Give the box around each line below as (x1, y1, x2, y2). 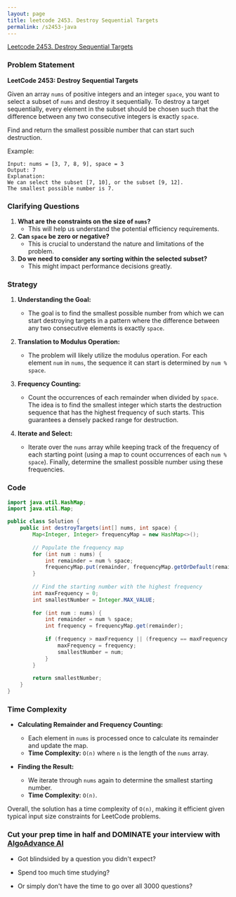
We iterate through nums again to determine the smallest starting (27, 776, 213, 785)
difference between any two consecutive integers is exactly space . (7, 112, 199, 120)
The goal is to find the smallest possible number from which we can (27, 309, 225, 317)
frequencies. (27, 465, 65, 474)
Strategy (7, 279, 38, 289)
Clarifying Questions (7, 201, 79, 211)
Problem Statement (7, 60, 75, 70)
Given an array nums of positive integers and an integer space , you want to (7, 89, 220, 98)
